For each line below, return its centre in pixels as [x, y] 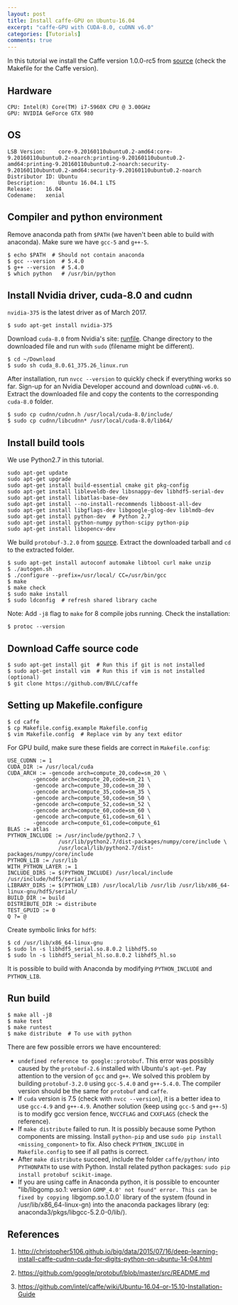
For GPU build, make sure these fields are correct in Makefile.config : [109, 747]
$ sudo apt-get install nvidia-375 [60, 326]
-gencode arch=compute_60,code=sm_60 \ [92, 810]
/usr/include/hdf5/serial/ [47, 879]
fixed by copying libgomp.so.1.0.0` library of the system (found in [114, 1197]
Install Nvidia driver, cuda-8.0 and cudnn [100, 295]
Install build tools [46, 443]
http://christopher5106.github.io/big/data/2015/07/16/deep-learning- [118, 1252]
